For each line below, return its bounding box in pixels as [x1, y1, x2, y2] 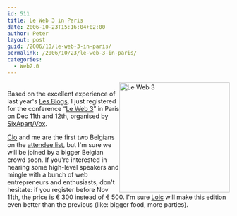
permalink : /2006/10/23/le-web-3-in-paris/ [7, 50, 138, 57]
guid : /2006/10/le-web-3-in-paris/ [7, 43, 112, 50]
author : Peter [7, 30, 49, 37]
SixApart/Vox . [7, 119, 48, 127]
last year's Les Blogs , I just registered [7, 96, 116, 106]
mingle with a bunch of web [7, 170, 88, 179]
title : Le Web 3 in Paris [7, 17, 83, 24]
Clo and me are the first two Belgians [7, 133, 115, 141]
